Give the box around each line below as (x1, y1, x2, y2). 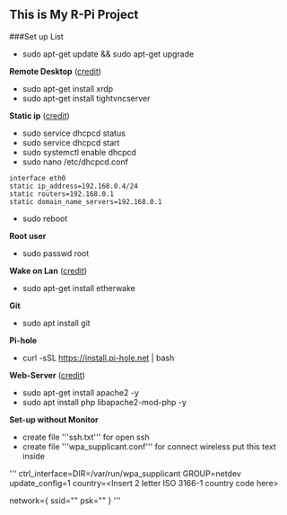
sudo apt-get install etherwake (22, 282, 136, 293)
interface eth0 (9, 173, 66, 182)
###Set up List (9, 31, 65, 41)
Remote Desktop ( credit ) (9, 66, 101, 76)
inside (22, 450, 45, 461)
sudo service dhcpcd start (22, 137, 120, 147)
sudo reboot (22, 213, 68, 224)
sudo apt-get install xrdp (22, 83, 114, 93)
